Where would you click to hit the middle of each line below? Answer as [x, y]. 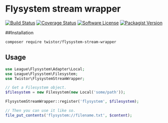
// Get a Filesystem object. [36, 88]
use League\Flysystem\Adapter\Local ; [45, 69]
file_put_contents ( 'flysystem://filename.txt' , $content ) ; [69, 115]
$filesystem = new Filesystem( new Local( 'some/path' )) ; [65, 92]
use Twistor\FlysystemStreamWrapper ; [45, 78]
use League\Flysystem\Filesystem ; [42, 74]
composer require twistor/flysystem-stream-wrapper [61, 42]
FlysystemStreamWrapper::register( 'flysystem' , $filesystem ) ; [72, 102]
